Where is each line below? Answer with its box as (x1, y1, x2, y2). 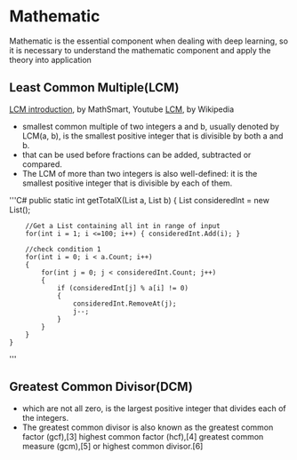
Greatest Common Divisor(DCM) (9, 379, 193, 394)
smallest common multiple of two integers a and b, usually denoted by (21, 121, 280, 131)
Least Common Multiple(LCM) (9, 80, 180, 95)
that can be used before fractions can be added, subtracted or (21, 149, 252, 160)
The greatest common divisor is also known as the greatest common (21, 422, 274, 432)
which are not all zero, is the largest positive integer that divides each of (21, 402, 286, 414)
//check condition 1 (25, 244, 101, 254)
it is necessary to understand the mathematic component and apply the (9, 44, 271, 55)
